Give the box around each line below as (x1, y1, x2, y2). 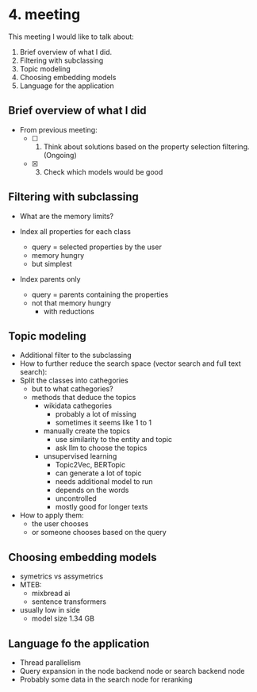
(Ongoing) (43, 150, 77, 160)
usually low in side (19, 605, 81, 615)
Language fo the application (8, 636, 150, 650)
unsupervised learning (43, 452, 117, 461)
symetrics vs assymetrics (19, 571, 104, 581)
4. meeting (8, 6, 81, 24)
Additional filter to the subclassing (19, 351, 132, 360)
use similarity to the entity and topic (55, 435, 173, 444)
